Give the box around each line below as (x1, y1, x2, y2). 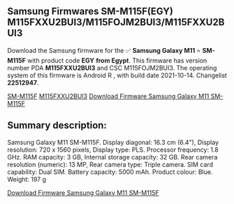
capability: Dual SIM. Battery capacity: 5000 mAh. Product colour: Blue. (7, 167, 213, 176)
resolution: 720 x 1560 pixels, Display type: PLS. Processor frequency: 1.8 (7, 146, 219, 154)
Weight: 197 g (7, 175, 47, 183)
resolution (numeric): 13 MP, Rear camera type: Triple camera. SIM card (7, 160, 213, 168)
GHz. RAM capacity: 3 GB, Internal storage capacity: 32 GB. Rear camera (7, 152, 218, 161)
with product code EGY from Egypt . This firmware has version (27, 56, 207, 65)
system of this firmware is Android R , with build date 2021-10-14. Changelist (7, 71, 227, 79)
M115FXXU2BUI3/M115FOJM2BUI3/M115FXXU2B (7, 17, 225, 29)
